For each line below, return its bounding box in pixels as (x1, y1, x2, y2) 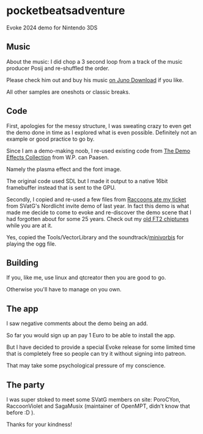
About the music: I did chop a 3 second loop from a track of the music (6, 58, 183, 65)
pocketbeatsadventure (6, 4, 125, 18)
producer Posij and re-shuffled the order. (6, 64, 110, 72)
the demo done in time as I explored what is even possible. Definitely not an (6, 129, 197, 136)
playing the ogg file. (6, 240, 57, 247)
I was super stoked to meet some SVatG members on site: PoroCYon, (6, 396, 181, 403)
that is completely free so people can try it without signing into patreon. (6, 350, 186, 357)
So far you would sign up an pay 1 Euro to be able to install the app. (6, 332, 176, 339)
